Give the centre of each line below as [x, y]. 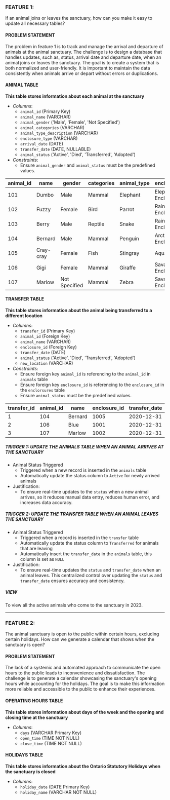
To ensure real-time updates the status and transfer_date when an [90, 570]
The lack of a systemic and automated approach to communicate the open [83, 668]
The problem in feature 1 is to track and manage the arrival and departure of [84, 46]
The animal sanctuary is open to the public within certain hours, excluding [82, 634]
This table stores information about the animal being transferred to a [79, 310]
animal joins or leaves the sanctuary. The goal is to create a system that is [82, 62]
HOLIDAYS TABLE [24, 755]
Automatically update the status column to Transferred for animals [89, 543]
